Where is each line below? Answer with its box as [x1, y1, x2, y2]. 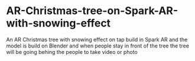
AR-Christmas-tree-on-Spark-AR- [6, 4, 178, 18]
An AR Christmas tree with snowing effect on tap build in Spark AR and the [6, 36, 188, 43]
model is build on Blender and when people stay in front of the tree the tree [6, 42, 189, 49]
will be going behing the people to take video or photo [6, 48, 138, 55]
